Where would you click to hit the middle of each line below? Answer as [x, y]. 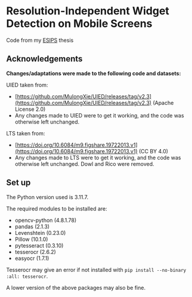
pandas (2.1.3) [32, 226]
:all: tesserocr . [27, 276]
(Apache [163, 103]
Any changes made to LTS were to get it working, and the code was [98, 157]
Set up [18, 183]
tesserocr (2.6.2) [35, 252]
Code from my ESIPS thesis [40, 40]
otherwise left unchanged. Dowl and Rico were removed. [84, 164]
